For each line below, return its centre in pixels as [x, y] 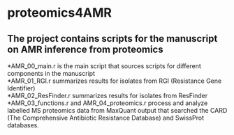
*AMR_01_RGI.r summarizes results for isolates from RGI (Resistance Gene [115, 81]
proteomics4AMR [59, 13]
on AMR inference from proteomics [85, 49]
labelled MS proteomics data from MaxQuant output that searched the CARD [117, 110]
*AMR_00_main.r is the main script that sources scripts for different [104, 66]
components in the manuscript [51, 73]
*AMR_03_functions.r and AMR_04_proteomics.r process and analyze [108, 103]
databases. [23, 125]
